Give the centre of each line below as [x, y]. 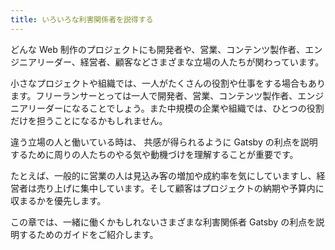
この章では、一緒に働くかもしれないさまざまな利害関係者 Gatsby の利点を [163, 222]
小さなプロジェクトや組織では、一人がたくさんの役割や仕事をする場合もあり [168, 83]
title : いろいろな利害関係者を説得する [82, 19]
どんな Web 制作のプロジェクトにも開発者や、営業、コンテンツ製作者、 [158, 49]
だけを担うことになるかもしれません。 [89, 120]
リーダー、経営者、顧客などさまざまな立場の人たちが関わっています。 [180, 62]
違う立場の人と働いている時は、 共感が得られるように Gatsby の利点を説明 [164, 142]
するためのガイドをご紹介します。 [88, 234]
